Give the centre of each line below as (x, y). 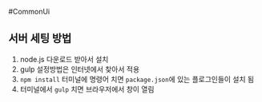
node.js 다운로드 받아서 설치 (64, 59)
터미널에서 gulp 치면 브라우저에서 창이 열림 (87, 89)
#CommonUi (29, 12)
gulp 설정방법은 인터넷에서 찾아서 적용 (80, 69)
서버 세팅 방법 (40, 39)
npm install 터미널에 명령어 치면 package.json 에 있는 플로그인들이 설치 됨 (137, 79)
